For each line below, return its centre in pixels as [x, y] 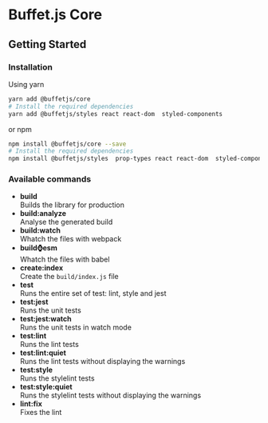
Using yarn [26, 84]
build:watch [40, 230]
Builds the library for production [72, 205]
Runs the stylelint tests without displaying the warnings [110, 395]
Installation [31, 67]
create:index [41, 268]
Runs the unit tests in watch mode [75, 327]
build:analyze [43, 213]
